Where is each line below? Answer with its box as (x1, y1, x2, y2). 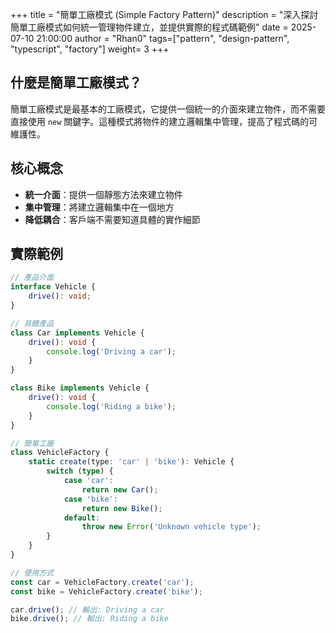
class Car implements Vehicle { (10, 328, 145, 338)
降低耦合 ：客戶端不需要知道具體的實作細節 (24, 213, 201, 225)
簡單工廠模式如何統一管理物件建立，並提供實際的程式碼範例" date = (10, 21, 289, 33)
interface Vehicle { (10, 282, 97, 292)
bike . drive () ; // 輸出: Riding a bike (10, 614, 169, 624)
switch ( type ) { (46, 466, 114, 477)
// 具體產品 (10, 318, 55, 328)
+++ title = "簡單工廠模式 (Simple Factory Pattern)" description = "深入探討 (10, 9, 319, 20)
